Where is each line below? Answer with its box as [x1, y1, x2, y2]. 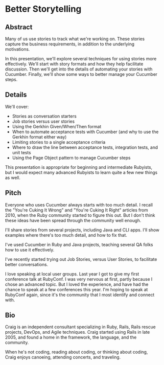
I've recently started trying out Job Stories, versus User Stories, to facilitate [5, 256, 158, 262]
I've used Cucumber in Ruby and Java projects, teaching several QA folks [5, 241, 153, 248]
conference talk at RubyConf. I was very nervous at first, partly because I [5, 276, 153, 282]
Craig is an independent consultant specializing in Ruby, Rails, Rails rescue [5, 324, 156, 330]
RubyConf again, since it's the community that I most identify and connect [5, 292, 155, 297]
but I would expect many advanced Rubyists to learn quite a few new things [5, 169, 158, 175]
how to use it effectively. [5, 247, 55, 252]
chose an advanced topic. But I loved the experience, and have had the [5, 281, 149, 287]
